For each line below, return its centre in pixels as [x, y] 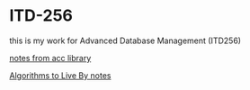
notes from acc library [50, 58]
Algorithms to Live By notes [60, 75]
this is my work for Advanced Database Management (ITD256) [125, 40]
